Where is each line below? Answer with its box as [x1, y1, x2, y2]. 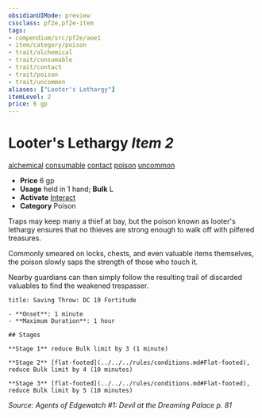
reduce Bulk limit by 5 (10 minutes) [8, 386, 133, 395]
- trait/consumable [8, 56, 73, 64]
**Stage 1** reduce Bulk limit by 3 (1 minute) [8, 345, 169, 353]
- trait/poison [8, 71, 59, 79]
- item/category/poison [8, 41, 87, 49]
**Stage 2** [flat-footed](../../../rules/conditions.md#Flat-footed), [8, 359, 250, 367]
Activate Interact [19, 193, 76, 202]
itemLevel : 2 [8, 93, 52, 101]
